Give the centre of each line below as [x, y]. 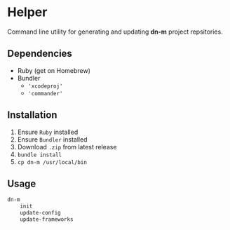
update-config [40, 213]
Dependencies [40, 54]
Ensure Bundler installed [52, 139]
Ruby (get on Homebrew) [54, 70]
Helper [27, 12]
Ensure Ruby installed [48, 132]
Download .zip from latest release [67, 147]
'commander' [45, 93]
